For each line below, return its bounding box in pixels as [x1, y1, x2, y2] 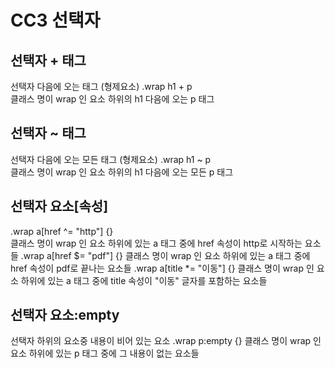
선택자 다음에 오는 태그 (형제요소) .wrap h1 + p [10, 81, 193, 92]
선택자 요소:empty [10, 307, 120, 324]
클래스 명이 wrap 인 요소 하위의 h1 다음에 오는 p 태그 [10, 93, 215, 105]
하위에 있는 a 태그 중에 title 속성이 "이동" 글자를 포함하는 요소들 [20, 274, 268, 286]
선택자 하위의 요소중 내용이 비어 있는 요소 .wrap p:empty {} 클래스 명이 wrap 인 [10, 335, 322, 347]
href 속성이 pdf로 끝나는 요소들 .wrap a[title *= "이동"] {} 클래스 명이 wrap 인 [10, 262, 315, 274]
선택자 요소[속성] [10, 198, 109, 215]
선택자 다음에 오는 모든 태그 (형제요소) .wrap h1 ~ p [10, 153, 212, 165]
